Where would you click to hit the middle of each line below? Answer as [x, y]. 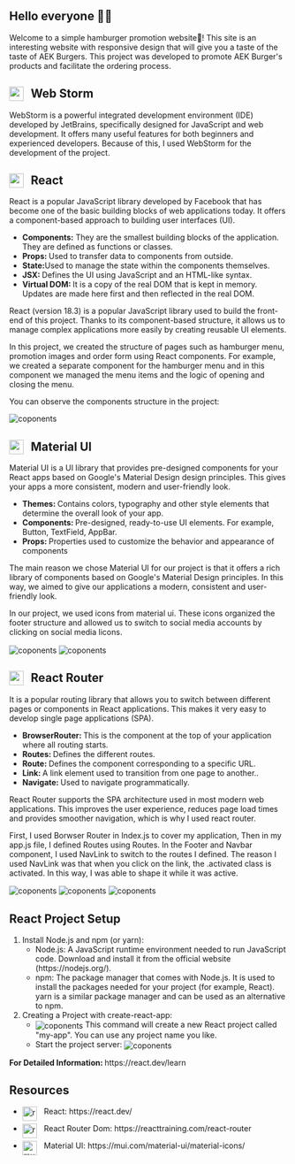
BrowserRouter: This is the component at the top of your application [147, 735]
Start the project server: [79, 1044]
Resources [39, 1090]
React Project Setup [65, 919]
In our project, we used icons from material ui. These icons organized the [142, 613]
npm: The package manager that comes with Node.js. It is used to [155, 977]
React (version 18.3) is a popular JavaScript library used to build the [132, 311]
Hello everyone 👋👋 [61, 16]
